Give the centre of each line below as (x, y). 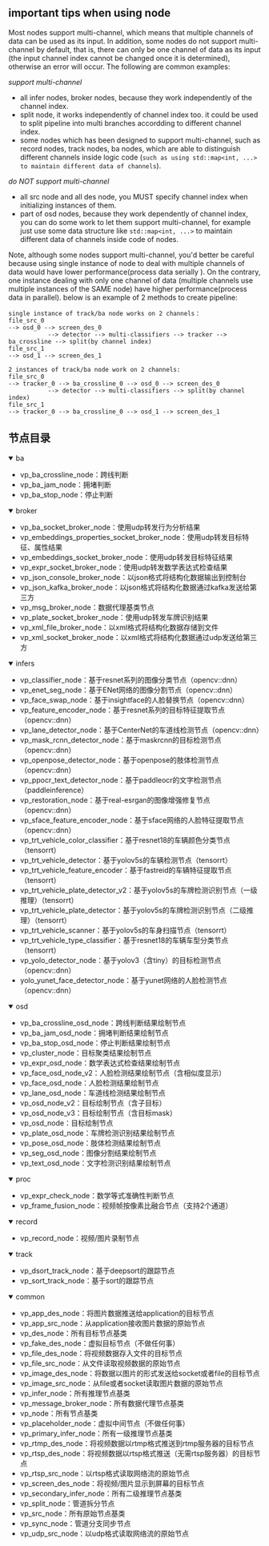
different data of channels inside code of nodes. (99, 239)
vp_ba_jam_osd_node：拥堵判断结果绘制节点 (94, 1033)
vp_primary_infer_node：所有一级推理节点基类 (96, 1433)
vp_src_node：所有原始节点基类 (72, 1513)
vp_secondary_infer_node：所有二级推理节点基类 (101, 1493)
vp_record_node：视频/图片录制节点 (80, 1238)
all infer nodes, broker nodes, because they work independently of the (136, 97)
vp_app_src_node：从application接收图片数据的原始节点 (112, 1323)
